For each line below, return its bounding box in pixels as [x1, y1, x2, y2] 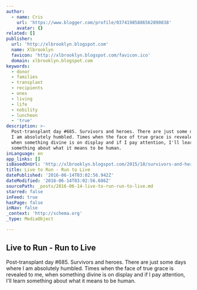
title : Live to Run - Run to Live [6, 167, 91, 173]
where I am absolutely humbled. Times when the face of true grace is [6, 265, 174, 272]
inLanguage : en [6, 150, 43, 156]
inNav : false [6, 205, 38, 211]
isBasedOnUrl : [6, 161, 41, 167]
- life [11, 101, 28, 107]
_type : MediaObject [6, 216, 54, 222]
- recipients [11, 85, 43, 91]
